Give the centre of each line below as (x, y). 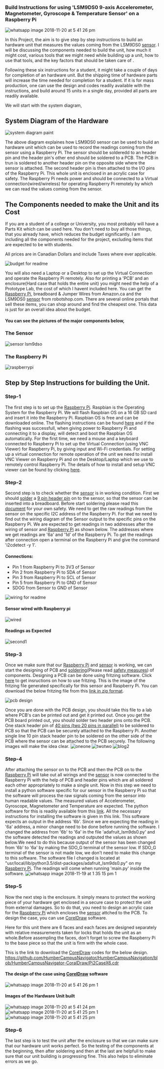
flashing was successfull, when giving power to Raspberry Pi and (71, 428)
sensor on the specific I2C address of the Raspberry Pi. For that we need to (81, 514)
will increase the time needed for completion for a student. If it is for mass (80, 80)
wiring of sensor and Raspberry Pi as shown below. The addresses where (79, 530)
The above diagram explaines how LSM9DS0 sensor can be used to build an (82, 142)
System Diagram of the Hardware (57, 121)
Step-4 (14, 759)
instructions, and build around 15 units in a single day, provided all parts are (81, 91)
